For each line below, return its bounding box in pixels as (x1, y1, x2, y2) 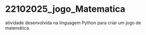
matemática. (5, 25, 31, 31)
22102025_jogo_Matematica (5, 3, 126, 15)
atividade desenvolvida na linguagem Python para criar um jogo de (5, 20, 142, 26)
